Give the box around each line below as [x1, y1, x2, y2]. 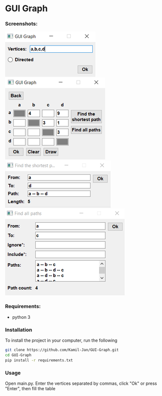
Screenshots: [5, 21, 38, 27]
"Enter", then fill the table [5, 386, 56, 391]
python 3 [12, 314, 31, 320]
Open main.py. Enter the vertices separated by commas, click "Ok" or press [5, 380, 157, 386]
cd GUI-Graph [5, 353, 32, 357]
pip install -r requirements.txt [5, 357, 73, 363]
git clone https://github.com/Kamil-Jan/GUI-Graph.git [5, 348, 119, 353]
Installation [5, 326, 33, 333]
